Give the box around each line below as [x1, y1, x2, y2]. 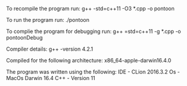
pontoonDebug [6, 34, 43, 41]
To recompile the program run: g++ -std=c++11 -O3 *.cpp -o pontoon [6, 5, 175, 12]
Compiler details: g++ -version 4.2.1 [6, 45, 93, 52]
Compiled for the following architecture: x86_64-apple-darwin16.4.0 [6, 57, 172, 64]
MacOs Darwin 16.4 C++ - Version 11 [6, 75, 96, 81]
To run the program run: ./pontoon [6, 16, 90, 23]
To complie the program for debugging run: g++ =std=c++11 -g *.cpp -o [6, 28, 182, 35]
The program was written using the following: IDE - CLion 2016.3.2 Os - [6, 68, 180, 75]
